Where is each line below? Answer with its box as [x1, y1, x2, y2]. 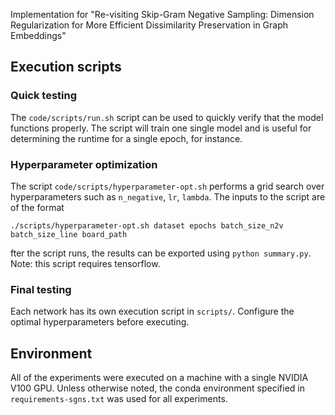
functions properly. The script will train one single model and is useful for [10, 122, 312, 134]
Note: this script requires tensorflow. [10, 257, 161, 269]
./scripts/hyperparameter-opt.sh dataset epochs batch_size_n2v [10, 220, 284, 231]
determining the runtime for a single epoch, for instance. [10, 132, 243, 144]
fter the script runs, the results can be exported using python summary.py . [10, 247, 312, 259]
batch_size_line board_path [10, 229, 128, 239]
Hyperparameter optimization [10, 157, 158, 171]
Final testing [10, 282, 72, 296]
